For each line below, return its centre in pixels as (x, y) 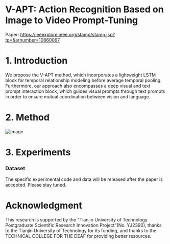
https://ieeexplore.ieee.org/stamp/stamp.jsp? (68, 34)
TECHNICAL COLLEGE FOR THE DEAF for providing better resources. (78, 236)
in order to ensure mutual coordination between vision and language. (78, 96)
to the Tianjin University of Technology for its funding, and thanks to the (81, 231)
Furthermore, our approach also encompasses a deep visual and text (78, 86)
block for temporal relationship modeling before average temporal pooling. (83, 80)
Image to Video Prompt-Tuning (72, 20)
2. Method (28, 118)
